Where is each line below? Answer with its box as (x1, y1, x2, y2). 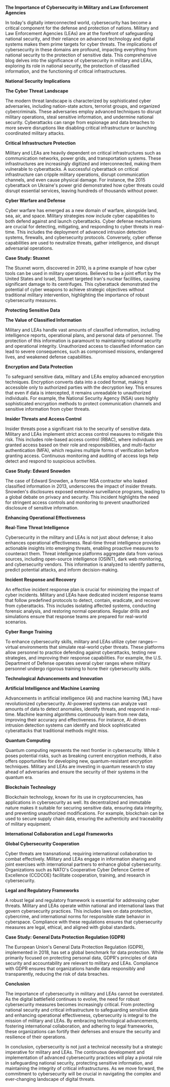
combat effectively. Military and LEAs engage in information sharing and (5, 856, 156, 862)
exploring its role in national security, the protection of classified (5, 63, 140, 69)
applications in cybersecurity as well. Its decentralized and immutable (5, 799, 151, 805)
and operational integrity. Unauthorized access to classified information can (5, 343, 164, 349)
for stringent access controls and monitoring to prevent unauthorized (5, 499, 150, 505)
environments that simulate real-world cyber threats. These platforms (19, 644, 165, 650)
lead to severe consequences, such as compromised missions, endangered (5, 348, 163, 354)
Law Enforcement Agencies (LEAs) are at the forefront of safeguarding (5, 31, 153, 36)
